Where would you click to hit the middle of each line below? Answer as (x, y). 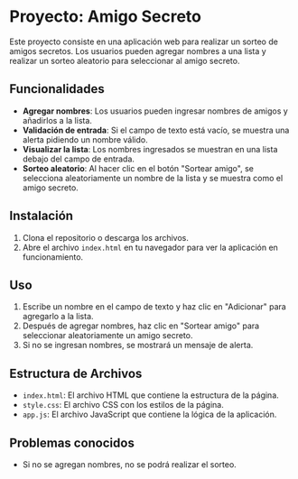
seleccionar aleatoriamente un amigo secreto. (107, 336)
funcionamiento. (53, 257)
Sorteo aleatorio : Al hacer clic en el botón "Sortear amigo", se (138, 168)
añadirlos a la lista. (57, 120)
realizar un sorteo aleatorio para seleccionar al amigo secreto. (125, 60)
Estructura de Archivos (76, 373)
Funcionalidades (57, 89)
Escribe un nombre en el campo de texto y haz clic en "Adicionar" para (154, 307)
